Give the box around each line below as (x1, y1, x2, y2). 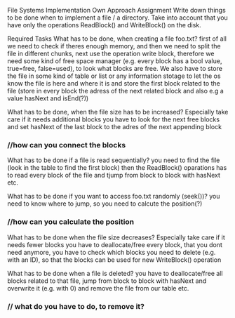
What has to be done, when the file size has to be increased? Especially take (7, 108, 229, 116)
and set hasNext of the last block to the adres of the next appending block (7, 123, 222, 131)
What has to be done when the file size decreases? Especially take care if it (7, 233, 226, 241)
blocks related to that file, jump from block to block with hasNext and (7, 277, 207, 285)
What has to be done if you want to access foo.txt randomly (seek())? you (7, 192, 220, 201)
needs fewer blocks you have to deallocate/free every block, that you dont (7, 240, 222, 249)
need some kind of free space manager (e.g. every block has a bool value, (7, 57, 222, 65)
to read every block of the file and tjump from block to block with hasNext (7, 171, 221, 180)
